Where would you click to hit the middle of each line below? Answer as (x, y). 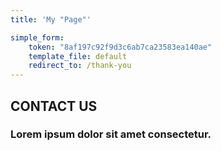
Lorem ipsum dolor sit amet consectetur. (111, 134)
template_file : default (78, 56)
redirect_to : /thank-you (80, 66)
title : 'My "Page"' (51, 19)
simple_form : (37, 37)
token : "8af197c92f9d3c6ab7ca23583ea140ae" (120, 47)
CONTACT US (54, 106)
